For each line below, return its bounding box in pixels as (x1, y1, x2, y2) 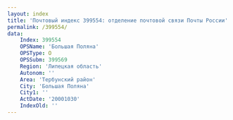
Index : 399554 (20, 37, 61, 44)
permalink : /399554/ (7, 23, 68, 30)
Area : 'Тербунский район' (20, 76, 96, 83)
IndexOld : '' (20, 102, 58, 109)
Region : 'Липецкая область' (20, 63, 102, 70)
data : (7, 30, 23, 37)
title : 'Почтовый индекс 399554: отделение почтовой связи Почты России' (7, 17, 229, 24)
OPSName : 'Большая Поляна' (20, 43, 99, 50)
